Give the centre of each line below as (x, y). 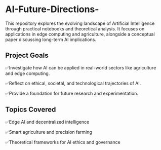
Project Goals (27, 55)
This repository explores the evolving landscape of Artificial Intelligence (80, 23)
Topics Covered (31, 110)
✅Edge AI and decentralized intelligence (47, 122)
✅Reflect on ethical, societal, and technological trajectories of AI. (73, 83)
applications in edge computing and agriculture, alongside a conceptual (80, 34)
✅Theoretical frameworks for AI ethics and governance (63, 142)
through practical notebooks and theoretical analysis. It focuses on (75, 28)
